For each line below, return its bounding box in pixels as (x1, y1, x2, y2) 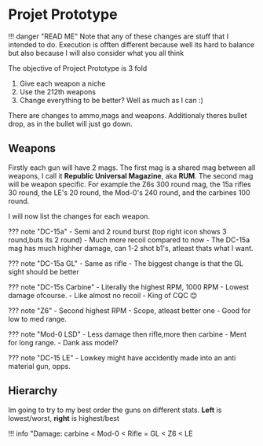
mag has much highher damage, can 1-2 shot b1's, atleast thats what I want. (8, 243, 254, 252)
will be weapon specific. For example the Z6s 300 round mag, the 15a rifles (8, 179, 251, 189)
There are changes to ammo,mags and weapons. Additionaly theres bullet (8, 110, 247, 120)
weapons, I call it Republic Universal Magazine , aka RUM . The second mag (8, 171, 254, 180)
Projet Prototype (8, 6, 118, 24)
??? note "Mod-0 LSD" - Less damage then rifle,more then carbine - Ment (8, 329, 247, 339)
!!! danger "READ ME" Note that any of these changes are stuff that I (8, 31, 229, 41)
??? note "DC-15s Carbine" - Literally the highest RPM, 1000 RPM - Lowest (8, 282, 250, 292)
